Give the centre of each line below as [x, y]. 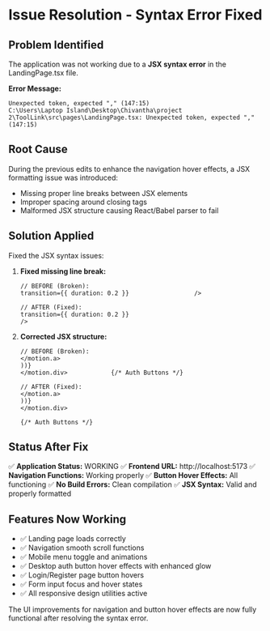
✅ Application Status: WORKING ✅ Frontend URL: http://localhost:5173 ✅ [132, 467]
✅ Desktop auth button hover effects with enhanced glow [116, 566]
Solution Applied [51, 236]
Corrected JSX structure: [63, 336]
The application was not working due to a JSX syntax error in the [118, 64]
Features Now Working [67, 519]
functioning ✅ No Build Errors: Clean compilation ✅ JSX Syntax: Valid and [133, 484]
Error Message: [35, 88]
